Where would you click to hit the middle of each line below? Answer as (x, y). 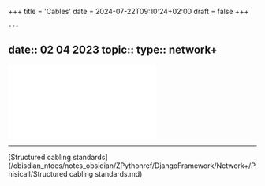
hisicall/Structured (38, 173)
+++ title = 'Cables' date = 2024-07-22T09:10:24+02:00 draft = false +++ (129, 11)
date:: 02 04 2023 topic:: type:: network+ (113, 50)
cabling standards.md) (106, 173)
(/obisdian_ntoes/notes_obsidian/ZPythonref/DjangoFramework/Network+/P (132, 166)
